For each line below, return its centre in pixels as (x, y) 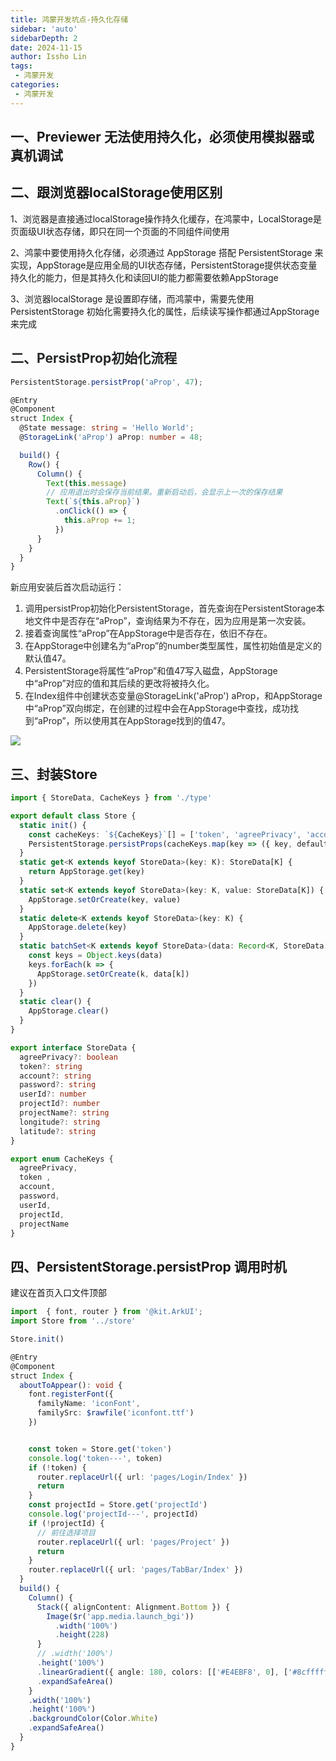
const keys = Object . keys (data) (95, 956)
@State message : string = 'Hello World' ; (107, 428)
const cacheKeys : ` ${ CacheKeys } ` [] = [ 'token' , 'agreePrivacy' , (165, 834)
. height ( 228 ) (82, 1635)
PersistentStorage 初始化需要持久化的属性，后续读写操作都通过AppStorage (165, 311)
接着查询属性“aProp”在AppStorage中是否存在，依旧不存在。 (148, 633)
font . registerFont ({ (71, 1394)
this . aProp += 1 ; (100, 521)
